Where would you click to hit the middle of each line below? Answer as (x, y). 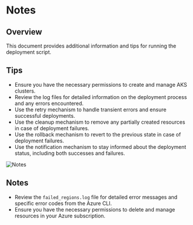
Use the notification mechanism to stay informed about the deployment (100, 146)
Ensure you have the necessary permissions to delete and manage (95, 209)
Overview (24, 32)
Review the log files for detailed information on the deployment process (101, 97)
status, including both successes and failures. (70, 153)
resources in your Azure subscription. (60, 216)
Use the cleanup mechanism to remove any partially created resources (100, 122)
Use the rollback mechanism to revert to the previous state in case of (98, 134)
